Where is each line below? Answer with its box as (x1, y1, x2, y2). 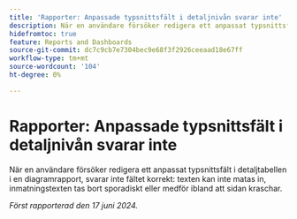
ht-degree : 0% (9, 71, 62, 79)
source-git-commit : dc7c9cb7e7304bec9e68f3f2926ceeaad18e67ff (9, 46, 243, 55)
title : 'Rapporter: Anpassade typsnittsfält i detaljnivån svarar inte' (9, 12, 283, 22)
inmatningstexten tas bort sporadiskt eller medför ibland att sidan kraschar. (9, 183, 283, 193)
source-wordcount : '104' (9, 63, 101, 72)
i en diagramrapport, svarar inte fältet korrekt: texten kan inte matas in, (9, 173, 267, 184)
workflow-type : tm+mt (9, 54, 89, 63)
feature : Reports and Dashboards (9, 37, 133, 47)
